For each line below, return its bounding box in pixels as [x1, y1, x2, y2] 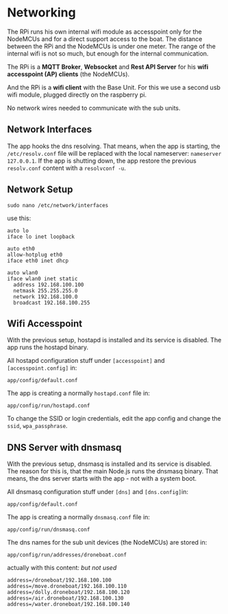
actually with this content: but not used [7, 564, 117, 572]
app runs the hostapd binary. [7, 343, 89, 351]
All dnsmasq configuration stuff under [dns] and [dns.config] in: [7, 488, 188, 496]
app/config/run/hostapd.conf [7, 403, 90, 410]
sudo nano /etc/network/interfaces [7, 202, 109, 209]
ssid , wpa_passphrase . [7, 422, 68, 430]
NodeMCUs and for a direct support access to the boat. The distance [7, 34, 203, 43]
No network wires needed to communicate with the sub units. [7, 104, 181, 112]
